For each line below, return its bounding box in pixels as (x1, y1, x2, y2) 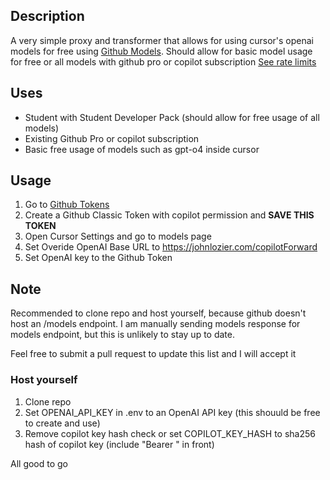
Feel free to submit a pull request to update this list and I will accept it (10, 348, 297, 360)
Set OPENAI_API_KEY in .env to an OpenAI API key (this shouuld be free (24, 406, 321, 418)
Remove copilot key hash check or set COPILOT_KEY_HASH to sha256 (24, 427, 316, 439)
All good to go (10, 457, 69, 469)
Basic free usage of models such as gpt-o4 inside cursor (24, 143, 260, 155)
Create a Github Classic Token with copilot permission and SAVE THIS (24, 209, 315, 221)
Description (10, 8, 85, 25)
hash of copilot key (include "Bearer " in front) (24, 438, 215, 450)
